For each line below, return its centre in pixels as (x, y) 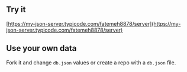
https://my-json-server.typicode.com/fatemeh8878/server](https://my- (94, 23)
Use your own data (41, 48)
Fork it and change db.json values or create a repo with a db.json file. (91, 62)
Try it (16, 10)
